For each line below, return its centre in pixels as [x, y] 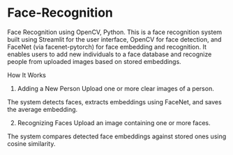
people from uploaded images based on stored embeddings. [94, 61]
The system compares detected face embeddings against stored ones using [117, 136]
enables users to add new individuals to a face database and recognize [110, 54]
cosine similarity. [31, 143]
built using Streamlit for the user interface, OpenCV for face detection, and [114, 39]
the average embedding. [43, 109]
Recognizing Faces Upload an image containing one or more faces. [114, 122]
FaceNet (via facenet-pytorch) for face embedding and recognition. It [107, 47]
